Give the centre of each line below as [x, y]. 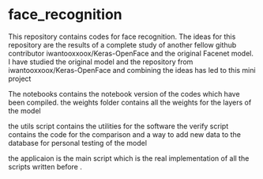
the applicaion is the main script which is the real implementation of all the [129, 158]
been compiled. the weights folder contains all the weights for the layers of [130, 102]
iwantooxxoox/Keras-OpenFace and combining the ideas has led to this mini [132, 70]
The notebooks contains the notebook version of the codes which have [124, 93]
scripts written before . [45, 166]
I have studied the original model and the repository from [101, 62]
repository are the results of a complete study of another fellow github [122, 44]
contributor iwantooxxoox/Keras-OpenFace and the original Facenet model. [131, 53]
